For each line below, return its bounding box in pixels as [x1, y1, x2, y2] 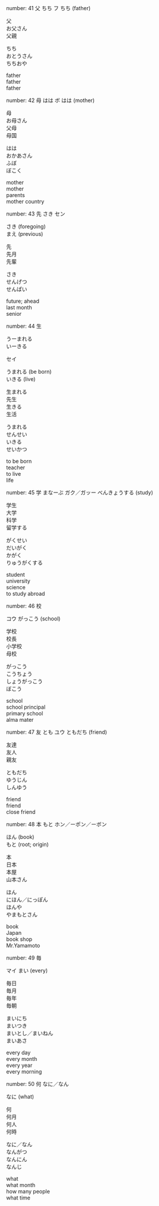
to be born [6, 458, 32, 464]
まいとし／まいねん [6, 1030, 54, 1036]
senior [6, 310, 22, 317]
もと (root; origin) [6, 841, 49, 848]
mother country [6, 198, 45, 205]
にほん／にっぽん [6, 896, 48, 903]
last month [6, 304, 32, 311]
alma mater [6, 716, 34, 723]
